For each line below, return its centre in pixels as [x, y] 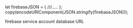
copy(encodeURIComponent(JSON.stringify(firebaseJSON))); [67, 12]
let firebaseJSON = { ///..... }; [34, 7]
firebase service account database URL [44, 21]
